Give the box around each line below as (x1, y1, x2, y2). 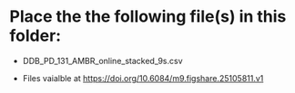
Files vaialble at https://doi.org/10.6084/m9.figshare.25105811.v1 (22, 72, 264, 83)
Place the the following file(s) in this (9, 6, 287, 27)
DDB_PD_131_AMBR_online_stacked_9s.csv (22, 55, 184, 66)
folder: (9, 25, 62, 46)
